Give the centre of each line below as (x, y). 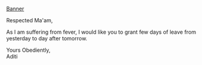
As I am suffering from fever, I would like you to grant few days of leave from (101, 32)
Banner (15, 9)
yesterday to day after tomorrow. (47, 38)
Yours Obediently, (28, 50)
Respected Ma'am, (30, 20)
